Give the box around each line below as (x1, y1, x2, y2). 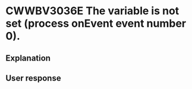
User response (5, 73, 61, 83)
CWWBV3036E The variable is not (5, 4, 180, 18)
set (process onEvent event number (5, 17, 187, 30)
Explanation (5, 53, 51, 63)
